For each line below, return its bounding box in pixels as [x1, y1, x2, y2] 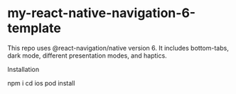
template [7, 20, 62, 36]
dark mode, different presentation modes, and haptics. [7, 51, 167, 60]
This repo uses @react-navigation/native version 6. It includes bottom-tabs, [7, 43, 229, 52]
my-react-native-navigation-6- [7, 5, 196, 21]
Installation [7, 65, 40, 73]
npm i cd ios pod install [7, 78, 75, 87]
